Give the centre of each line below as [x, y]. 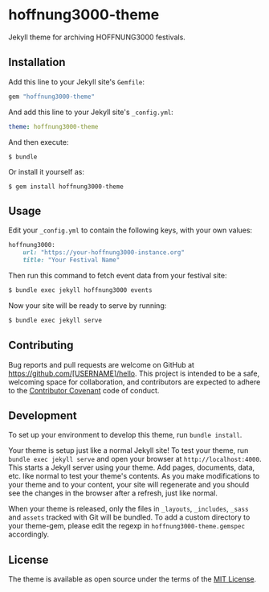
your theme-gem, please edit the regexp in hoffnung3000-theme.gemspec [127, 526]
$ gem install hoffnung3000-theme [66, 187]
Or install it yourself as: [46, 171]
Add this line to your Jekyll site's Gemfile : [77, 81]
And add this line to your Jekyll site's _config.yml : [91, 112]
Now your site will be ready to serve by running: [88, 305]
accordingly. [29, 534]
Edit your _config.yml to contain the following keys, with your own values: [130, 230]
